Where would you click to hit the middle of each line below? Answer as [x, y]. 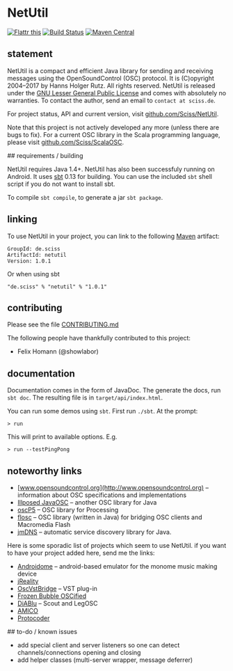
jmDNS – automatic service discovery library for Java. [94, 532]
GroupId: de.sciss [34, 248]
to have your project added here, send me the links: [81, 553]
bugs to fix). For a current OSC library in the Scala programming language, [114, 134]
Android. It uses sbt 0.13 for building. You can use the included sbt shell [110, 176]
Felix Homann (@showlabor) [58, 352]
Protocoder [33, 618]
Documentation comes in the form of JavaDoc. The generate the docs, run [114, 390]
